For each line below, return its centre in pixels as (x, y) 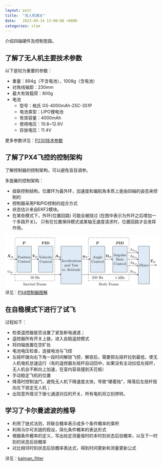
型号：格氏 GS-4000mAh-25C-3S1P (56, 106)
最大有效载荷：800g (32, 94)
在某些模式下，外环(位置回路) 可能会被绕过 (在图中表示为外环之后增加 (82, 215)
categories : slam (23, 26)
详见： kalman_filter (24, 458)
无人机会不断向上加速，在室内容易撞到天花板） (59, 369)
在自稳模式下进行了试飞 (40, 309)
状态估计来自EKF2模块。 (37, 209)
